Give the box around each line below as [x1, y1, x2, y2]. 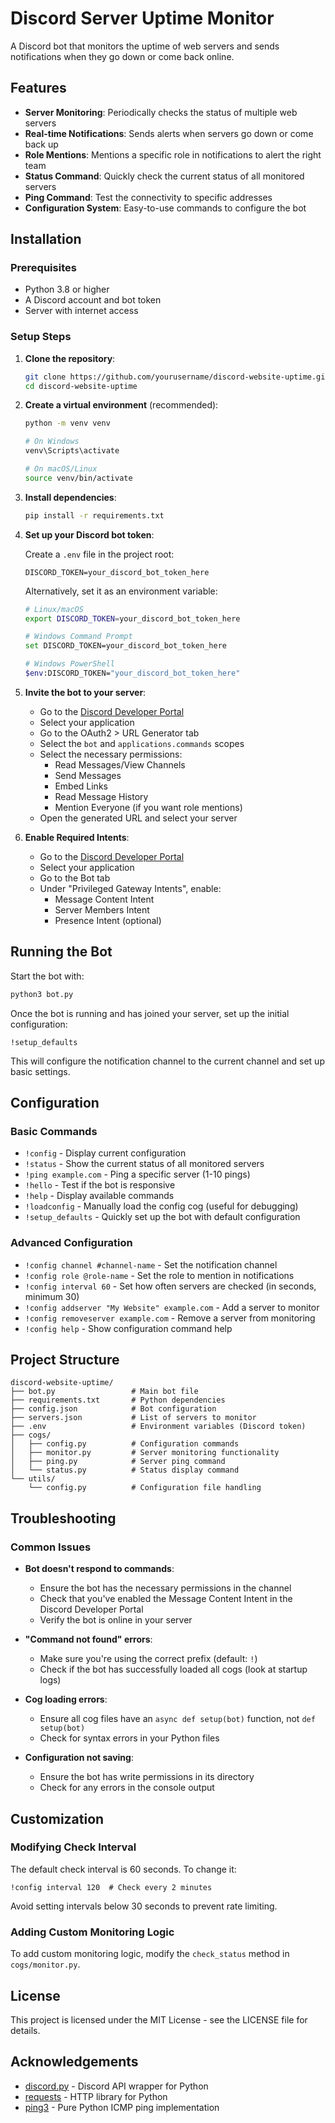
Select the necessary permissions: [39, 748, 183, 760]
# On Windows [24, 437, 80, 447]
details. [10, 2024, 41, 2036]
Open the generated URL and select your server [39, 812, 238, 824]
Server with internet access [24, 305, 139, 317]
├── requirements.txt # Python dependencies [10, 1395, 226, 1406]
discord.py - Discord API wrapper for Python [24, 2080, 209, 2092]
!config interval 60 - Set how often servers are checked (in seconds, [24, 1280, 317, 1292]
